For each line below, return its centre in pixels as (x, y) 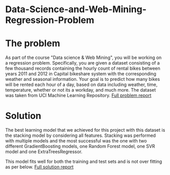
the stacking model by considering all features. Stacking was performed (81, 135)
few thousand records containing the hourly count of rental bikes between (83, 68)
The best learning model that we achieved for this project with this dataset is (85, 130)
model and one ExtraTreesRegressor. (44, 152)
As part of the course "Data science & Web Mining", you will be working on (83, 57)
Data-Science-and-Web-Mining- (76, 9)
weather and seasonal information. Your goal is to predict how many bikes (83, 79)
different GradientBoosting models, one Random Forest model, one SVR (80, 147)
